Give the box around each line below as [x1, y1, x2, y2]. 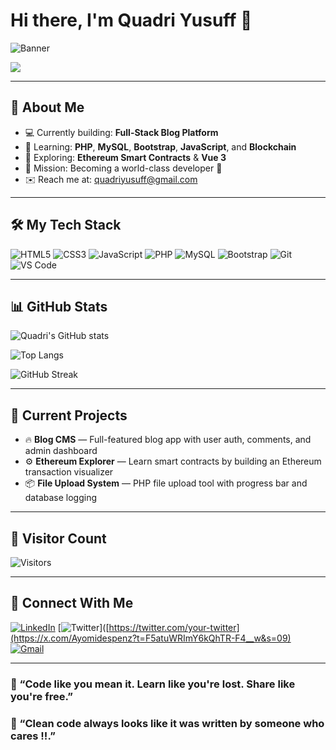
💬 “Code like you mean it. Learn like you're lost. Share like [10, 677, 296, 691]
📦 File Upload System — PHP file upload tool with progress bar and [24, 477, 308, 489]
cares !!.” [10, 729, 56, 743]
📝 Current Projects [10, 407, 128, 424]
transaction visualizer [24, 466, 114, 478]
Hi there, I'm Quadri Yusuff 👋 [10, 9, 253, 32]
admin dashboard [24, 445, 98, 457]
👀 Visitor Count [10, 530, 107, 547]
